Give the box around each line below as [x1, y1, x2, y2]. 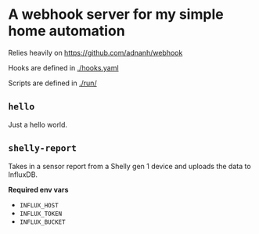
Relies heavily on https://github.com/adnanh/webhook [8, 48, 183, 57]
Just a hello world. [8, 120, 68, 129]
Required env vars [8, 185, 69, 194]
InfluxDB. [8, 170, 38, 179]
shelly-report [8, 142, 77, 154]
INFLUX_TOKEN [19, 210, 63, 218]
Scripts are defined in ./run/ [8, 78, 97, 88]
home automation [8, 22, 125, 40]
